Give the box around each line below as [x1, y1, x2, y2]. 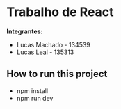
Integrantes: [6, 27, 43, 35]
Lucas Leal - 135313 [16, 48, 74, 56]
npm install [16, 86, 49, 94]
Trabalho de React [6, 4, 114, 20]
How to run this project [6, 68, 108, 80]
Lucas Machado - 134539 [16, 40, 91, 49]
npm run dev [16, 94, 54, 102]
